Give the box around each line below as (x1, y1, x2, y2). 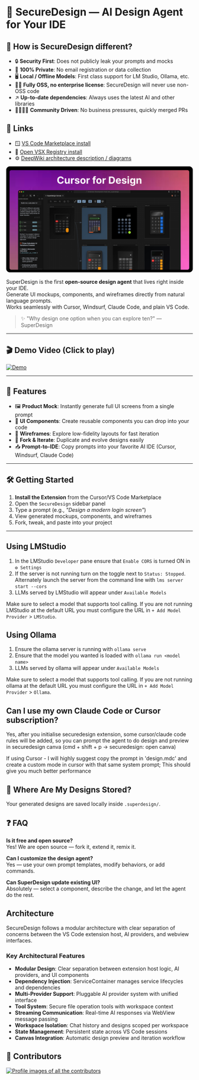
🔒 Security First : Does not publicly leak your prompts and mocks (14, 57, 174, 65)
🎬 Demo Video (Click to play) (6, 345, 115, 355)
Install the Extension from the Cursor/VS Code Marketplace (14, 493, 162, 501)
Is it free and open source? (6, 837, 73, 844)
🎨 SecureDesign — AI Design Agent (6, 5, 184, 19)
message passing (14, 1015, 58, 1023)
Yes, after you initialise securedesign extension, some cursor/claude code (6, 731, 187, 738)
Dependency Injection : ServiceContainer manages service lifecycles (14, 978, 184, 985)
